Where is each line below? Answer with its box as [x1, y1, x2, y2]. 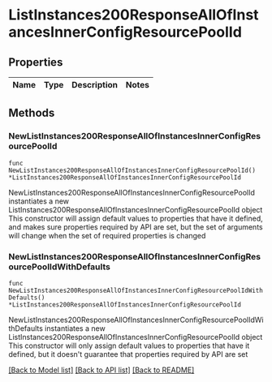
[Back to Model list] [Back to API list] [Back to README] [8, 365, 195, 375]
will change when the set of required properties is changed [8, 230, 206, 240]
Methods [8, 106, 55, 120]
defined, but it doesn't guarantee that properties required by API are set [8, 349, 248, 358]
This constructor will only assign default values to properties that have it [8, 341, 250, 350]
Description [71, 79, 118, 90]
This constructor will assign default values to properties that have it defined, [8, 213, 264, 223]
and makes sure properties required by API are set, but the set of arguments [8, 221, 263, 232]
